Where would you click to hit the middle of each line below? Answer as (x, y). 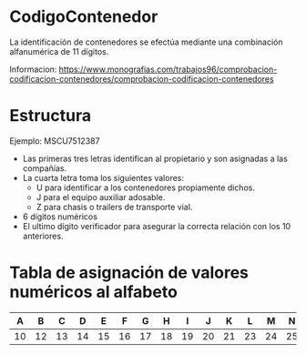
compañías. (44, 168)
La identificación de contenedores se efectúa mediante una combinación (146, 42)
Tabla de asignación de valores (129, 273)
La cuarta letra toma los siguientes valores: (103, 177)
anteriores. (43, 236)
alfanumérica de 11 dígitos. (59, 51)
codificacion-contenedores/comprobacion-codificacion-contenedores (142, 78)
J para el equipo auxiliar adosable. (101, 197)
